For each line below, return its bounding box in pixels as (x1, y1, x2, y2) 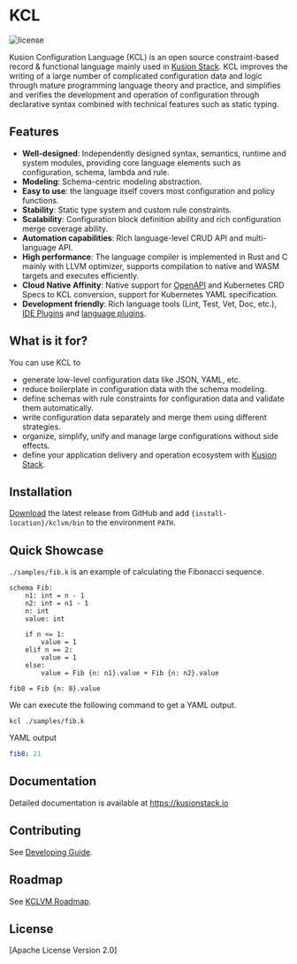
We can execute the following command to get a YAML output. (9, 700, 237, 711)
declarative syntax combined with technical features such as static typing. (9, 98, 280, 109)
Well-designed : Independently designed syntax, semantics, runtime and (21, 148, 287, 158)
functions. (21, 195, 59, 205)
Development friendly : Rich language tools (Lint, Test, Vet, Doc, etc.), (21, 298, 277, 309)
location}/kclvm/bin (9, 519, 86, 528)
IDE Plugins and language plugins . (21, 307, 147, 319)
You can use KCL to (9, 357, 81, 367)
